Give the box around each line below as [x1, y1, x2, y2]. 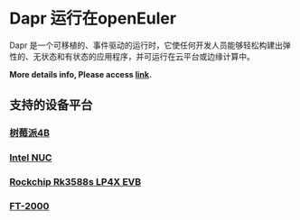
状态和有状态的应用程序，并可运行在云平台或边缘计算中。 [40, 50, 255, 61]
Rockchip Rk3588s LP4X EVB [9, 176, 142, 188]
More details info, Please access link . [9, 69, 152, 79]
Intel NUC [9, 151, 52, 164]
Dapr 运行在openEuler [9, 8, 177, 29]
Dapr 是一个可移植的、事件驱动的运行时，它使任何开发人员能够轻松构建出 [9, 40, 283, 50]
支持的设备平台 [9, 97, 93, 113]
